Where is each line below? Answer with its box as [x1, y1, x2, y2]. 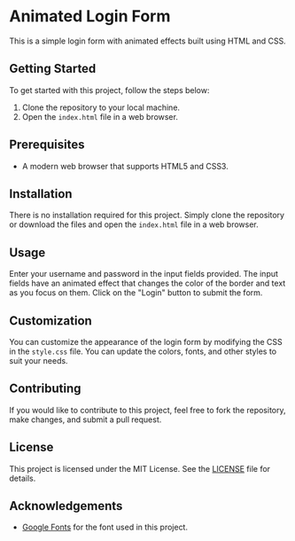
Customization [9, 313, 93, 328]
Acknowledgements [9, 498, 123, 514]
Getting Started [9, 61, 97, 76]
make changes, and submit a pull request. [9, 414, 162, 425]
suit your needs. [9, 356, 68, 365]
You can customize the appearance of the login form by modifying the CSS [9, 337, 283, 347]
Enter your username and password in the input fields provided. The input [9, 269, 279, 279]
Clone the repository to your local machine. [21, 102, 180, 113]
